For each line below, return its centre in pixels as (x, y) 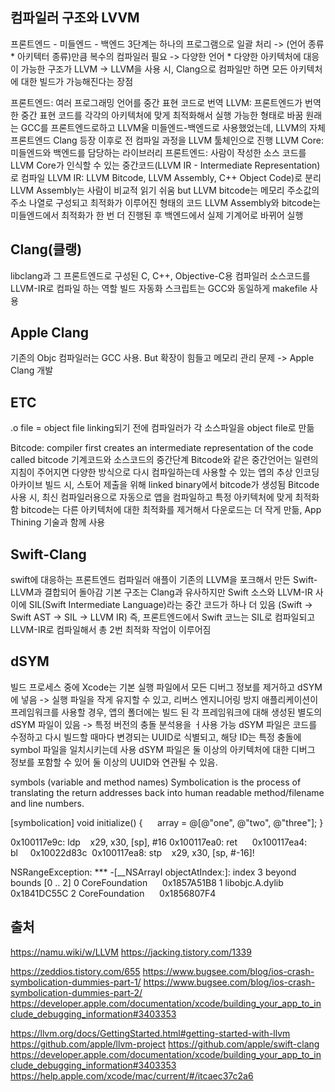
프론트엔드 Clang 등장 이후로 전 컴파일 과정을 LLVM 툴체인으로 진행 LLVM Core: (167, 140)
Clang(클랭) (46, 249)
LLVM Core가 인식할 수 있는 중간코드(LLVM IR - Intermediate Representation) (165, 165)
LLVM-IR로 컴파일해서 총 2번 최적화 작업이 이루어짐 (111, 630)
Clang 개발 (32, 370)
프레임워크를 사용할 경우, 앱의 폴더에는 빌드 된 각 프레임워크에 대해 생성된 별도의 (166, 712)
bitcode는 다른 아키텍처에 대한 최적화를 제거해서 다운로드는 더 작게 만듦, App (171, 510)
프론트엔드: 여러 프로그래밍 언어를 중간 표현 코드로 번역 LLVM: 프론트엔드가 (156, 102)
